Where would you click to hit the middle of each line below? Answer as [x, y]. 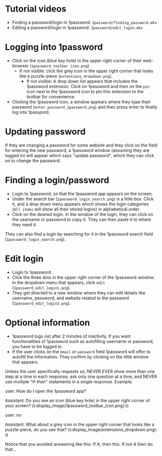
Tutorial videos [36, 9]
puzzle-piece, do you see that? [36, 429]
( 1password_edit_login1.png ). [41, 288]
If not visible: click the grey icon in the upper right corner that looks [86, 71]
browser [20, 65]
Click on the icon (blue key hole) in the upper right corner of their [77, 60]
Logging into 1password [54, 47]
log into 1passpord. [31, 112]
